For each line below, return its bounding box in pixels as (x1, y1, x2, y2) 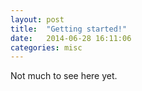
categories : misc (10, 42, 83, 53)
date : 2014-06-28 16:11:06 (10, 33, 132, 43)
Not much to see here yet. (10, 70, 118, 82)
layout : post (10, 14, 65, 25)
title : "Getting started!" (10, 24, 128, 34)
